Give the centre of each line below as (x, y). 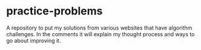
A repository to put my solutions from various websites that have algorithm (99, 28)
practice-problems (54, 11)
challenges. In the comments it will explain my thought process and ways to (100, 34)
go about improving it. (34, 40)
